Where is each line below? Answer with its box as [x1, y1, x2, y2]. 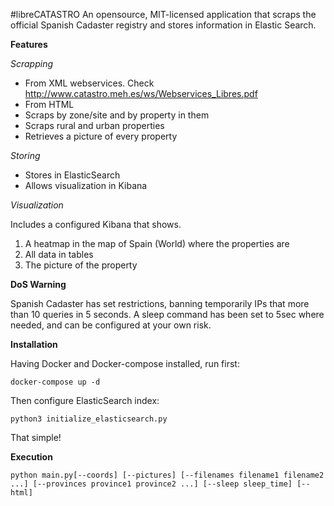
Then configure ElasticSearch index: [10, 395, 160, 406]
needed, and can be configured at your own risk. [10, 319, 212, 331]
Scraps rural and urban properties [24, 120, 165, 131]
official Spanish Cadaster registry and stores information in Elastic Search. [10, 19, 317, 31]
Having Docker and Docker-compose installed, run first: [10, 358, 240, 369]
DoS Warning [10, 279, 67, 290]
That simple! [10, 432, 62, 443]
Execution [10, 451, 53, 463]
